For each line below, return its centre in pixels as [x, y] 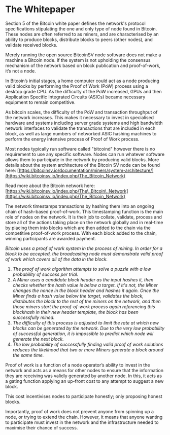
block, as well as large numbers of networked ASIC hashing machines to [81, 133]
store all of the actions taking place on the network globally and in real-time [84, 222]
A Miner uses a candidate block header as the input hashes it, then [83, 279]
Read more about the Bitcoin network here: [50, 186]
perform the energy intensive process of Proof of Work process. [72, 139]
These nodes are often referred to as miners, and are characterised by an [82, 34]
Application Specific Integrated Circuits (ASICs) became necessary [75, 97]
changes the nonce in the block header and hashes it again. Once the [86, 291]
